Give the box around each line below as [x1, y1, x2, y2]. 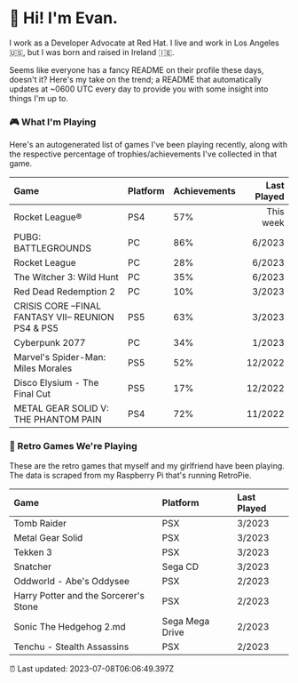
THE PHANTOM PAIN [13, 414, 102, 426]
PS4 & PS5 [13, 322, 59, 334]
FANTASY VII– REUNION [13, 311, 114, 324]
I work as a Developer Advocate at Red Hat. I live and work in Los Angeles [9, 37, 279, 48]
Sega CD [161, 560, 200, 573]
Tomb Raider [13, 517, 67, 529]
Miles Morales [13, 362, 73, 374]
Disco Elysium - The [13, 377, 99, 390]
